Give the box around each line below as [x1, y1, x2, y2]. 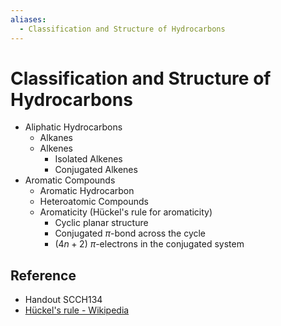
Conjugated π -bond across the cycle [54, 227, 207, 240]
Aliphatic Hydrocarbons [24, 121, 123, 133]
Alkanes [39, 132, 74, 144]
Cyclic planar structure [54, 217, 149, 229]
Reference [10, 267, 77, 284]
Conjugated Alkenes [54, 164, 138, 176]
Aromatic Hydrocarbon [39, 185, 135, 197]
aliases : [10, 14, 47, 25]
